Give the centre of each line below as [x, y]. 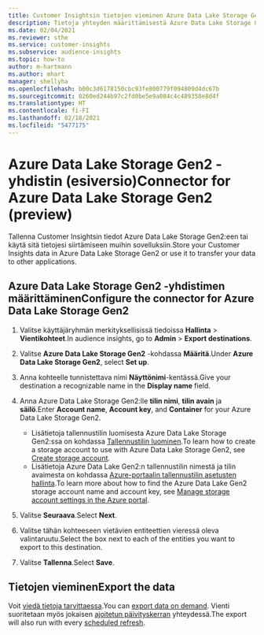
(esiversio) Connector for [148, 181]
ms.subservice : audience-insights [65, 52]
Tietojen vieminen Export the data [92, 587]
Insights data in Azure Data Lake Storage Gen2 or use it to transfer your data [132, 253]
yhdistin [35, 181]
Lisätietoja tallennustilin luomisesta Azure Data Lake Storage [129, 433]
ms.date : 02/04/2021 [42, 30]
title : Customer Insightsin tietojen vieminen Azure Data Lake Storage [128, 15]
